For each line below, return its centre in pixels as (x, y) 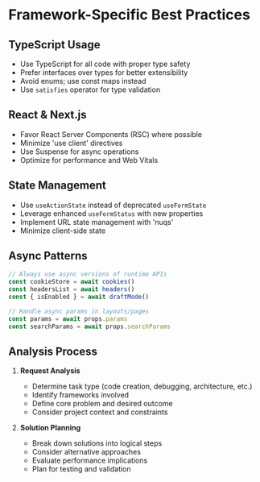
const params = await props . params (68, 319)
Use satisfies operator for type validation (90, 89)
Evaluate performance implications (90, 460)
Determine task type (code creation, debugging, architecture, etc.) (142, 386)
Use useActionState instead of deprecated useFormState (113, 205)
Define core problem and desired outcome (102, 404)
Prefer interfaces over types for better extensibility (104, 73)
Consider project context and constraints (100, 412)
